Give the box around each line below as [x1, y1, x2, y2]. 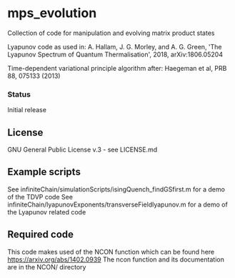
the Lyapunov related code [7, 207, 86, 216]
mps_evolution [7, 5, 97, 21]
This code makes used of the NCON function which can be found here [7, 247, 215, 256]
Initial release [7, 106, 46, 114]
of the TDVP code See [7, 192, 74, 201]
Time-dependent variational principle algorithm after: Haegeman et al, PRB [7, 64, 227, 72]
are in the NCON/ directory [7, 262, 86, 271]
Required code [7, 229, 74, 241]
